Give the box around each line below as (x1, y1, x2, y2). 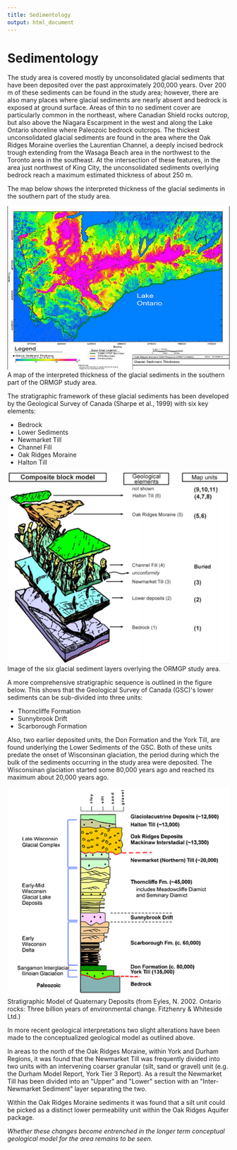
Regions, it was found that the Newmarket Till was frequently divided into (7, 1055, 220, 1063)
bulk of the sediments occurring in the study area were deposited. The (7, 757, 212, 766)
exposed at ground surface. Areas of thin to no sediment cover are (7, 103, 201, 112)
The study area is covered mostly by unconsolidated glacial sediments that (7, 73, 225, 82)
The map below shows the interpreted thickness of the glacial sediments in (7, 184, 226, 193)
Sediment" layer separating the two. (42, 1084, 147, 1094)
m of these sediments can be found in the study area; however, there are (7, 88, 219, 97)
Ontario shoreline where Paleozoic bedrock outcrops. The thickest (7, 126, 200, 134)
